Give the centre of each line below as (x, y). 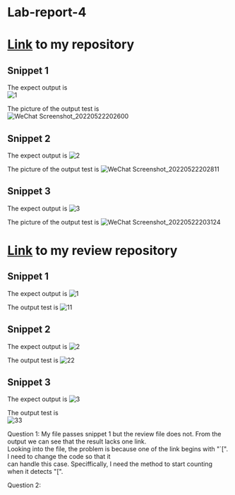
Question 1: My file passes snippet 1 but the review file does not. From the (114, 434)
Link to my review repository (92, 251)
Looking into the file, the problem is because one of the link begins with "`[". (117, 449)
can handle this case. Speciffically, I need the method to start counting (110, 464)
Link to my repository (71, 45)
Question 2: (24, 485)
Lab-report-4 (47, 12)
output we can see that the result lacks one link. (77, 441)
